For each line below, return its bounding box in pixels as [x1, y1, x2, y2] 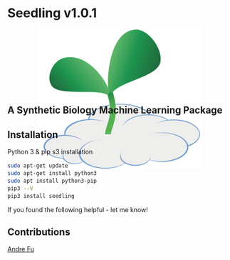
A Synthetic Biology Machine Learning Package [7, 104, 223, 116]
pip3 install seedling [7, 192, 75, 199]
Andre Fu [7, 245, 34, 254]
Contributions [7, 226, 70, 238]
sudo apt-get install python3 [7, 170, 98, 177]
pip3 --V [7, 184, 33, 192]
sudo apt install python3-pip [7, 177, 98, 184]
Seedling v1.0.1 [7, 5, 98, 21]
